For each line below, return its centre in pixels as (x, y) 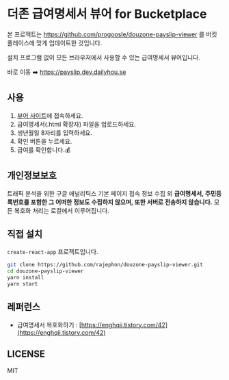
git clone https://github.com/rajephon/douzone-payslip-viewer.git (105, 265)
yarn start (23, 284)
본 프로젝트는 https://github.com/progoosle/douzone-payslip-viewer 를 (106, 34)
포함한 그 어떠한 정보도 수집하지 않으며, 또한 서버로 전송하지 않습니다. (121, 202)
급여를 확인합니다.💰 (44, 150)
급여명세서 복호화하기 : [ (49, 325)
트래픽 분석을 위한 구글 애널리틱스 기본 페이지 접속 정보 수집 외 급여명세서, (105, 193)
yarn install (26, 278)
